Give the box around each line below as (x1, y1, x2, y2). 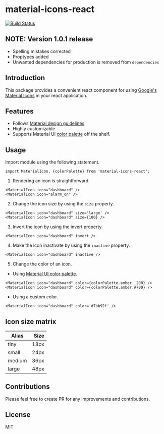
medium (8, 357, 27, 364)
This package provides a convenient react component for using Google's (5, 87, 157, 93)
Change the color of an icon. (12, 261, 72, 267)
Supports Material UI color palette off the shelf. (12, 131, 111, 137)
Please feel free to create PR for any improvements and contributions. (5, 396, 150, 402)
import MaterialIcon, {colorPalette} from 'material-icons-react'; (5, 169, 150, 174)
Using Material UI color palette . (12, 271, 77, 277)
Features (5, 107, 34, 116)
